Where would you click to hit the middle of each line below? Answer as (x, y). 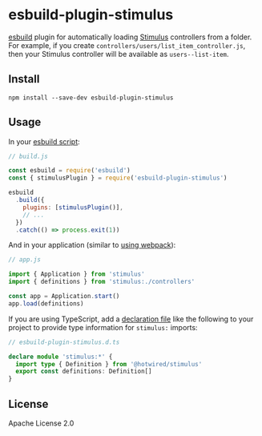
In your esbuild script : (44, 141)
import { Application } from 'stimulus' (77, 274)
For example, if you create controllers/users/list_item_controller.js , (127, 45)
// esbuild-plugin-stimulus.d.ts (64, 342)
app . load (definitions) (46, 303)
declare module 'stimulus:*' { (60, 357)
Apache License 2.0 (41, 423)
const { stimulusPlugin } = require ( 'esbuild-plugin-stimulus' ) (118, 178)
